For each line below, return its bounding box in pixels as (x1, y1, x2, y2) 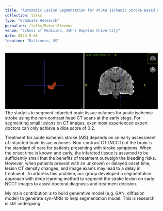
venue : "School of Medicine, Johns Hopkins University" (5, 28, 120, 33)
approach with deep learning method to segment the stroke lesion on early (5, 176, 154, 181)
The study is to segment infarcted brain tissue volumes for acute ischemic (5, 110, 153, 116)
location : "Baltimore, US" (5, 39, 60, 44)
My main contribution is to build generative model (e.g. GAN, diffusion (5, 190, 145, 196)
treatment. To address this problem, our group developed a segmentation (5, 171, 152, 177)
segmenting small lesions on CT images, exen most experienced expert (5, 120, 148, 126)
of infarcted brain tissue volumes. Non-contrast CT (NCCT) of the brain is (5, 140, 152, 146)
